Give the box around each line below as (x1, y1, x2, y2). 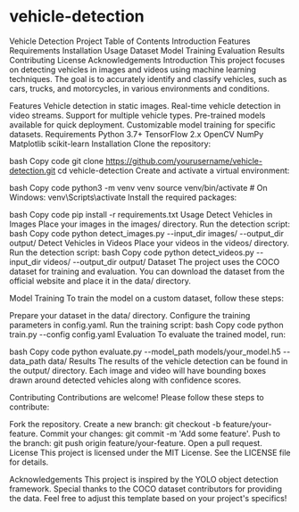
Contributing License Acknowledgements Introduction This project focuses (9, 54, 286, 65)
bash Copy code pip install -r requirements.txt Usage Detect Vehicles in (9, 209, 273, 219)
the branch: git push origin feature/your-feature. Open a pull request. (9, 437, 263, 448)
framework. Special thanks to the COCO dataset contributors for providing (9, 483, 283, 494)
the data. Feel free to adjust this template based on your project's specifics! (9, 492, 287, 503)
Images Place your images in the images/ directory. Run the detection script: (9, 219, 290, 229)
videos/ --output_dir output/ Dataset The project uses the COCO (43, 256, 280, 267)
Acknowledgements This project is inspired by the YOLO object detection (9, 474, 279, 484)
